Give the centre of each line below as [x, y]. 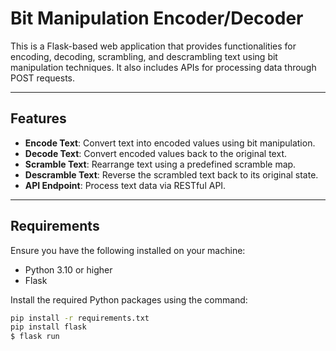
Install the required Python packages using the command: [129, 299]
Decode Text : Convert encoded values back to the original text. [155, 153]
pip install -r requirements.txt [80, 318]
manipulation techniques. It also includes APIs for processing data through [163, 67]
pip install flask [48, 327]
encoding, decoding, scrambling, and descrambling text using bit [144, 56]
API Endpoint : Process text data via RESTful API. [125, 185]
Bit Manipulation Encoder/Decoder [157, 18]
